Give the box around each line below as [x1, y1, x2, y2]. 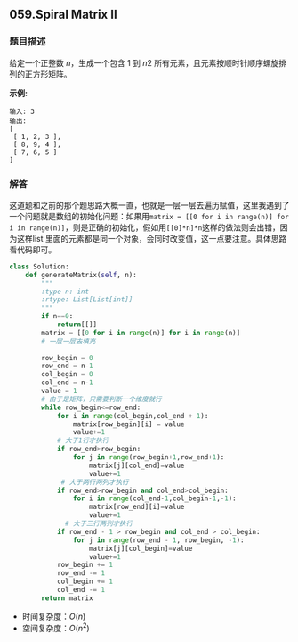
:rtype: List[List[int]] [41, 295, 133, 304]
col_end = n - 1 [41, 378, 93, 387]
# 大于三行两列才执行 [65, 519, 133, 529]
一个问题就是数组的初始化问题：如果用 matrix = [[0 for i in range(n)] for [9, 210, 289, 221]
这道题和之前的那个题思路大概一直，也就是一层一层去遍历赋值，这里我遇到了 [9, 200, 290, 210]
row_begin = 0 [41, 353, 93, 362]
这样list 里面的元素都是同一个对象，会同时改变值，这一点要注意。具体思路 [16, 233, 287, 243]
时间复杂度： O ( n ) [21, 611, 86, 621]
